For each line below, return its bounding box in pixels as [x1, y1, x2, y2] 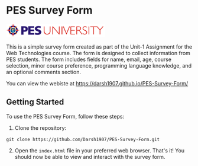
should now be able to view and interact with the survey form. [14, 153, 165, 160]
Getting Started [6, 97, 64, 107]
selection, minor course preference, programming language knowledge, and [6, 62, 192, 69]
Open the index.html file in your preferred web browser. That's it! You [14, 146, 185, 154]
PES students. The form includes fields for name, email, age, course [6, 56, 172, 63]
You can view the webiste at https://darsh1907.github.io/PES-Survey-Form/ [6, 79, 189, 87]
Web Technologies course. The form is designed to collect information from [6, 49, 191, 56]
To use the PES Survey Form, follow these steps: [6, 113, 125, 120]
